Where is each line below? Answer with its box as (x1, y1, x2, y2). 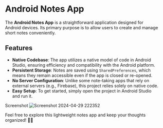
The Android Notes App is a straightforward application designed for (5, 19, 144, 25)
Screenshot (5, 102, 28, 108)
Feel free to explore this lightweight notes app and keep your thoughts (5, 112, 146, 118)
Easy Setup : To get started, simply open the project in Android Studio (12, 88, 152, 93)
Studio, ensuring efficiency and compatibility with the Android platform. (12, 62, 156, 68)
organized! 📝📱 (5, 117, 34, 123)
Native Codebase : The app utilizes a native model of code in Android (12, 57, 151, 63)
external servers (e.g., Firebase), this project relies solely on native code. (12, 83, 159, 89)
